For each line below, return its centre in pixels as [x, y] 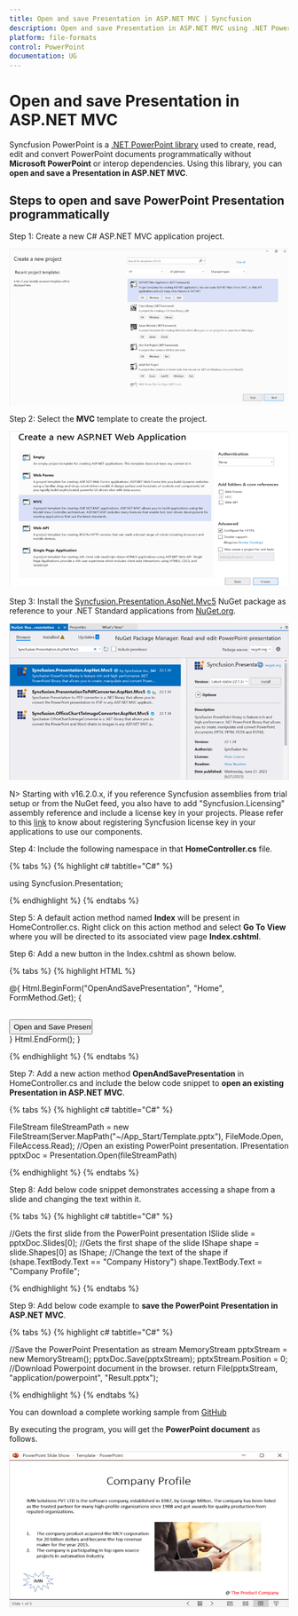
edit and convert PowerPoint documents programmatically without [130, 154]
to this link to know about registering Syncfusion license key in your [133, 822]
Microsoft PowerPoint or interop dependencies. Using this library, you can [146, 163]
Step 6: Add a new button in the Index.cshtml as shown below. [123, 954]
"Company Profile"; [44, 1271]
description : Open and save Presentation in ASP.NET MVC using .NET [138, 28]
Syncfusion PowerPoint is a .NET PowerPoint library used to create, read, [143, 145]
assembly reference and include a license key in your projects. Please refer [146, 812]
